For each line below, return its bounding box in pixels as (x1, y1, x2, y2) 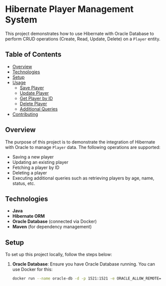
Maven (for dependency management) (12, 224, 92, 230)
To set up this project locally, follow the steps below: (5, 252, 112, 258)
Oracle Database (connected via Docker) (12, 218, 97, 225)
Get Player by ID (19, 95, 53, 101)
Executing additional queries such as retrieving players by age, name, (12, 175, 155, 181)
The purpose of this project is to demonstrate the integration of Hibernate (5, 139, 155, 145)
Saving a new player (12, 153, 54, 160)
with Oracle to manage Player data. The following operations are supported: (5, 144, 161, 150)
